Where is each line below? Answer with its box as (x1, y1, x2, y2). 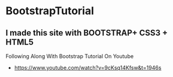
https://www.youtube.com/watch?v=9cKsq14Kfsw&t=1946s (14, 64, 162, 71)
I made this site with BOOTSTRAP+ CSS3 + (5, 28, 168, 38)
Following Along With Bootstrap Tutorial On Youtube (5, 53, 134, 60)
